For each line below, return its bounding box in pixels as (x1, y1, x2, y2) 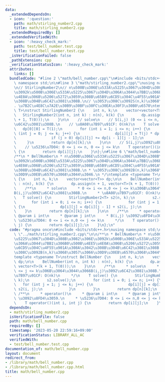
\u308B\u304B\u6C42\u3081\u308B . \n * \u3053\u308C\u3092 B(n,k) (14, 168, 146, 173)
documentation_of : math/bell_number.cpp (5, 346, 89, 351)
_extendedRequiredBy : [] (9, 30, 60, 35)
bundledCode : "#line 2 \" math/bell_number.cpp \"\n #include (9, 76, 133, 81)
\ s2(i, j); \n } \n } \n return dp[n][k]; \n (14, 287, 157, 292)
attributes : (9, 67, 34, 72)
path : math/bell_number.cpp (9, 319, 67, 324)
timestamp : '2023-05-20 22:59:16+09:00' (9, 328, 93, 333)
